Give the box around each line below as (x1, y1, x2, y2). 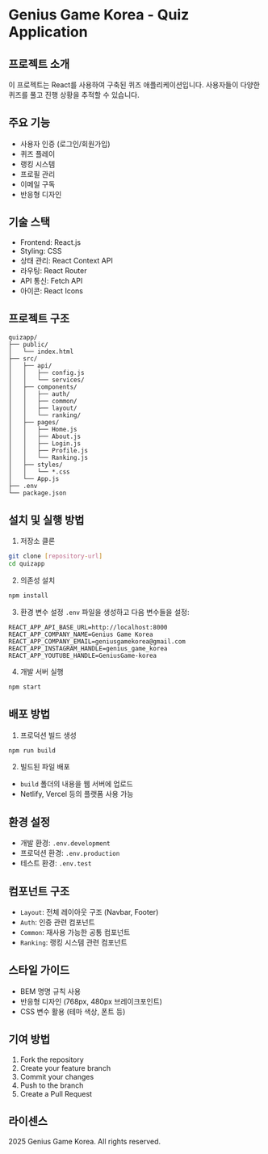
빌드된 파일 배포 (19, 762, 70, 772)
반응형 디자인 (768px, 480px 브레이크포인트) (19, 996, 163, 1006)
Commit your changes (19, 1072, 94, 1081)
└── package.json (8, 489, 67, 498)
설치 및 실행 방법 (8, 513, 85, 527)
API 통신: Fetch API (19, 276, 83, 285)
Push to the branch (19, 1080, 84, 1090)
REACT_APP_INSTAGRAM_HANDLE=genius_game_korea (8, 644, 168, 652)
